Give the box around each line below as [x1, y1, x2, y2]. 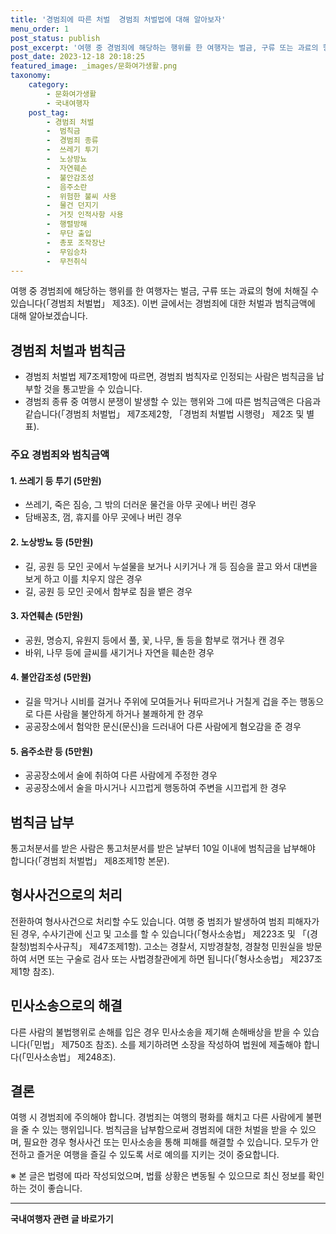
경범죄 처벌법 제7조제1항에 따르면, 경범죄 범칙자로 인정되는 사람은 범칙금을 [24, 371, 315, 383]
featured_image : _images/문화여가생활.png [10, 61, 178, 71]
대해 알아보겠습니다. [10, 310, 88, 322]
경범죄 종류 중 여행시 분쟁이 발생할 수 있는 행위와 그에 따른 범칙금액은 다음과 [24, 396, 322, 408]
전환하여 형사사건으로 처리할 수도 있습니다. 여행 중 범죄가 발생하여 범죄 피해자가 [10, 915, 320, 927]
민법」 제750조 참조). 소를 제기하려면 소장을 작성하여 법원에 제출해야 [33, 1038, 302, 1050]
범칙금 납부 [10, 814, 75, 831]
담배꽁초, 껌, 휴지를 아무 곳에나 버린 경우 [24, 511, 183, 523]
